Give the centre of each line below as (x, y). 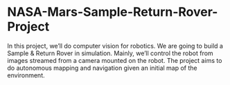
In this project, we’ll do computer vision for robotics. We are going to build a (115, 46)
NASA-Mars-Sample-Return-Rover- (113, 12)
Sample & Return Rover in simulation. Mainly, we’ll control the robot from (110, 53)
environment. (26, 75)
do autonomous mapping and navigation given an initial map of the (102, 68)
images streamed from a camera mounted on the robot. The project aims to (115, 60)
